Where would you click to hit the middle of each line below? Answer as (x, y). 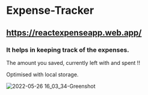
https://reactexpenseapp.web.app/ (74, 33)
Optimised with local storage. (42, 74)
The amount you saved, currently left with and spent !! (73, 63)
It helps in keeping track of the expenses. (68, 50)
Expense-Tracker (50, 11)
